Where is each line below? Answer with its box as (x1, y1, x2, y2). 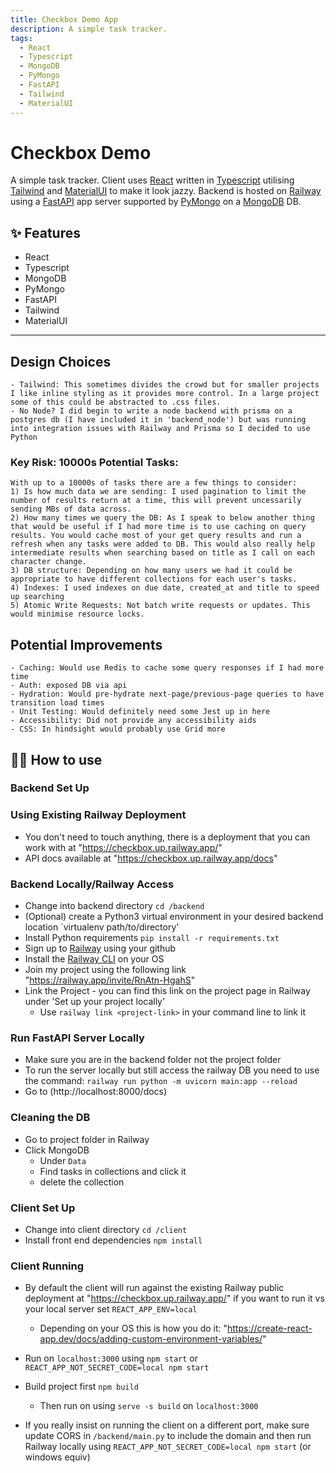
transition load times (10, 698, 105, 708)
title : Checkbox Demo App (10, 14, 118, 25)
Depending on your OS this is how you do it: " (39, 1322, 228, 1335)
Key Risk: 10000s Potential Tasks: (10, 455, 179, 469)
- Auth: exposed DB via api (10, 681, 128, 691)
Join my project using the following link (24, 964, 187, 976)
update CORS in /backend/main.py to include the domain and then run (24, 1430, 312, 1442)
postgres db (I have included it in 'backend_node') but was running (10, 415, 307, 425)
